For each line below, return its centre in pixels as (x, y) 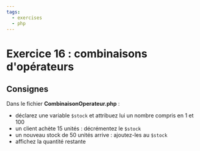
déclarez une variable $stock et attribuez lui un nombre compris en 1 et (104, 116)
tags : (13, 12)
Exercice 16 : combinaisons (77, 53)
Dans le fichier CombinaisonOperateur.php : (63, 104)
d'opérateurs (40, 66)
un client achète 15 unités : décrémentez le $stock (78, 128)
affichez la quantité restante (50, 142)
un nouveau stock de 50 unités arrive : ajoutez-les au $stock (91, 135)
